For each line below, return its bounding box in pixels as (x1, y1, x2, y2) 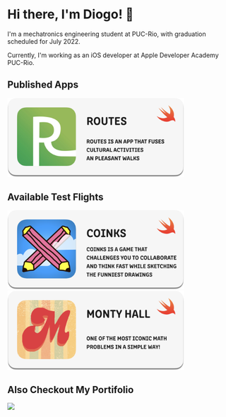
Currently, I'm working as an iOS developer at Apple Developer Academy (7, 51, 219, 59)
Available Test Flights (7, 191, 104, 203)
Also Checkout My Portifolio (7, 384, 134, 396)
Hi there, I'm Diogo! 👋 (7, 6, 134, 23)
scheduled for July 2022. (7, 37, 81, 45)
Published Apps (7, 79, 79, 91)
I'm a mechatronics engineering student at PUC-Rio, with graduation (7, 30, 206, 38)
